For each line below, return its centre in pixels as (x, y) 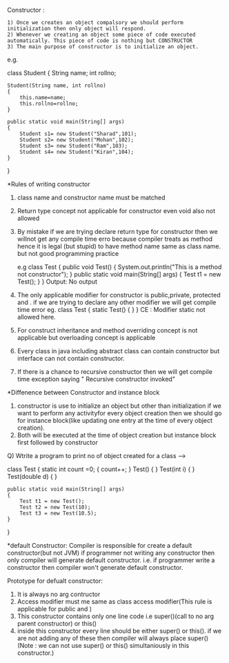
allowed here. (37, 317)
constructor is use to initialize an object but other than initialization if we (119, 406)
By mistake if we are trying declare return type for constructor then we (118, 231)
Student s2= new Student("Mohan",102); (77, 140)
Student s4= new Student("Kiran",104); (77, 152)
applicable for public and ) (54, 609)
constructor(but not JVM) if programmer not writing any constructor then (111, 553)
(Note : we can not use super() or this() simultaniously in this (103, 645)
